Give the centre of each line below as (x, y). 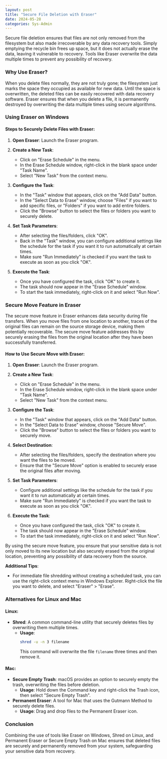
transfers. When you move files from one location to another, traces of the (81, 321)
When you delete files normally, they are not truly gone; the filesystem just (82, 83)
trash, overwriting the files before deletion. (56, 685)
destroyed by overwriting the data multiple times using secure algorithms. (81, 104)
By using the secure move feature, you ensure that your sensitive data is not (83, 546)
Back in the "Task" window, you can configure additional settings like (91, 241)
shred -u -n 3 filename (45, 642)
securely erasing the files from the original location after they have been (79, 337)
